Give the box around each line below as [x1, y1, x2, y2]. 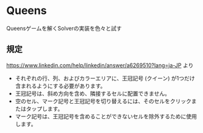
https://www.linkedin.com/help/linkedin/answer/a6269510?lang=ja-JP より [6, 62, 194, 69]
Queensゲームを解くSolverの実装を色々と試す [6, 24, 122, 32]
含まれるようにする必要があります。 [15, 82, 106, 89]
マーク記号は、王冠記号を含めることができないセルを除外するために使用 [15, 112, 197, 120]
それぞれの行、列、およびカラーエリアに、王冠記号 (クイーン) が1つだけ [15, 74, 195, 82]
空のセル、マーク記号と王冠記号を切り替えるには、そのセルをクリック [15, 97, 192, 104]
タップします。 [26, 105, 63, 112]
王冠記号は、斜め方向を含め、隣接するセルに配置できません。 [15, 90, 171, 97]
